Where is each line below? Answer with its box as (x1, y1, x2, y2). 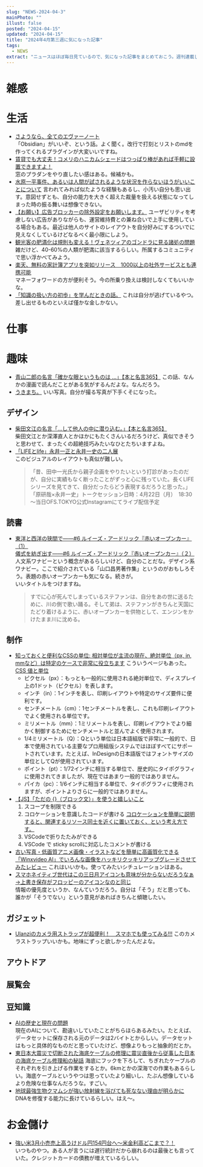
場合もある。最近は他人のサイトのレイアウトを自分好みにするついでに (20, 223, 195, 230)
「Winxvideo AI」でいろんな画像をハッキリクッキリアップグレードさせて (14, 856, 196, 863)
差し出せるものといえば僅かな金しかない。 (14, 298, 121, 306)
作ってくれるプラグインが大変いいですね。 (14, 147, 121, 155)
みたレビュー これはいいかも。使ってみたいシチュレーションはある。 (14, 863, 186, 870)
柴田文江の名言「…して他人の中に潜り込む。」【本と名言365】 (14, 425, 167, 432)
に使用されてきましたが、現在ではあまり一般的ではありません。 (24, 773, 183, 780)
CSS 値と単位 (14, 667, 49, 674)
